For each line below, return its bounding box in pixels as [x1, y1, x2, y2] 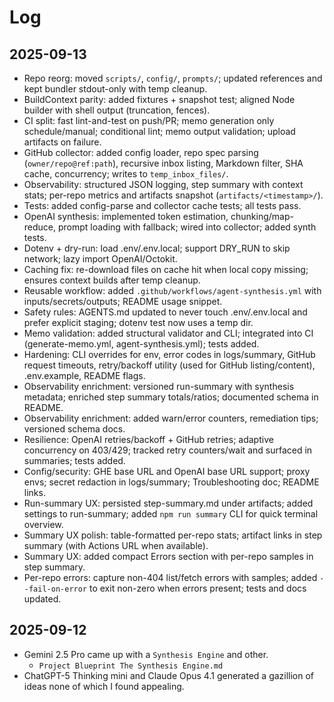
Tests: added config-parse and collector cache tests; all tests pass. [23, 200, 302, 211]
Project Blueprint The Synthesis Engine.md [38, 661, 224, 671]
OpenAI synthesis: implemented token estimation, [23, 211, 229, 222]
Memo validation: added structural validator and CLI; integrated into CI [23, 327, 314, 339]
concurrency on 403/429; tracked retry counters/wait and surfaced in [23, 444, 313, 456]
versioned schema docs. [23, 423, 126, 435]
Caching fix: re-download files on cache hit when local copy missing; [23, 264, 309, 275]
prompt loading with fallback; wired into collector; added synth [57, 221, 317, 233]
